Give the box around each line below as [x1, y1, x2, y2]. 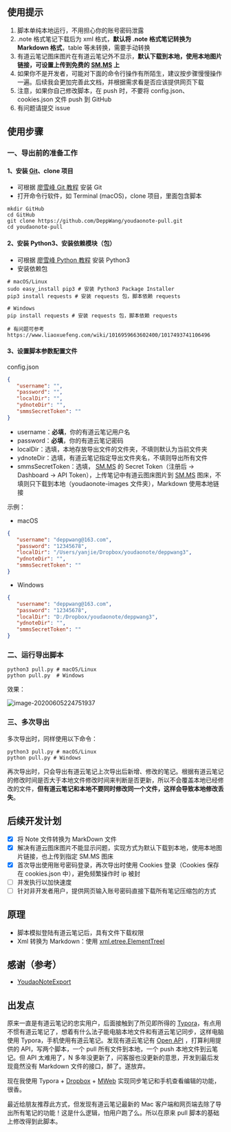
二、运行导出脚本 [7, 650, 64, 660]
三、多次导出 [7, 718, 50, 727]
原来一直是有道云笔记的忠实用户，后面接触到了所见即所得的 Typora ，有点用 [7, 1019, 222, 1027]
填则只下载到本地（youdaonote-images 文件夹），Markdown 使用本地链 [16, 479, 219, 487]
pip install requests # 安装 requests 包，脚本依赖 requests [7, 312, 177, 319]
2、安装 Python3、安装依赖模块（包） [7, 239, 116, 247]
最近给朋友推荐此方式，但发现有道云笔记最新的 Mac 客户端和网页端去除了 [7, 1100, 216, 1109]
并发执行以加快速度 [16, 878, 72, 886]
